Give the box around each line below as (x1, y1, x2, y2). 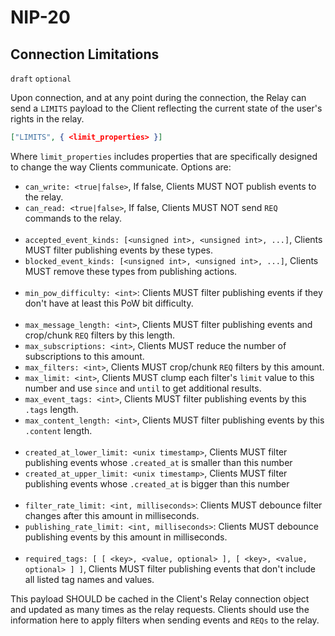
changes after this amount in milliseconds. (24, 509, 200, 521)
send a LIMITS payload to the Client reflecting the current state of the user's (10, 102, 323, 114)
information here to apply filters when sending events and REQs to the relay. (10, 614, 320, 626)
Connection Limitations (10, 46, 160, 63)
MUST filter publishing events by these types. (24, 244, 213, 256)
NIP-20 (10, 6, 71, 29)
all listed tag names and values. (24, 573, 155, 585)
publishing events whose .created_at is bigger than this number (24, 477, 290, 490)
